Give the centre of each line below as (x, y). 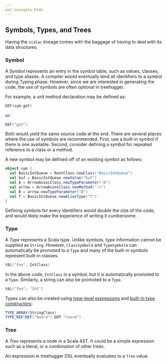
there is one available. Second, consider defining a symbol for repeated (79, 145)
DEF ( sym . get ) (19, 106)
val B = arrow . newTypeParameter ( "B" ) (49, 192)
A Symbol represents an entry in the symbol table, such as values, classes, (82, 71)
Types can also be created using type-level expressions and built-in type (80, 298)
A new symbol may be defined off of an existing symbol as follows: (74, 160)
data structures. (21, 47)
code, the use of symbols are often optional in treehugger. (65, 87)
